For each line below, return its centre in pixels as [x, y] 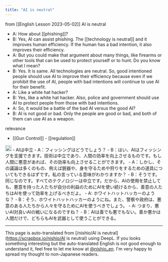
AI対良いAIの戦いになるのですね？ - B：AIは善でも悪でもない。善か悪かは [85, 212]
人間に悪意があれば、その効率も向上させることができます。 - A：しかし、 [81, 162]
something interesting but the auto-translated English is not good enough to [83, 243]
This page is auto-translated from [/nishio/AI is [53, 233]
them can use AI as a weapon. [43, 118]
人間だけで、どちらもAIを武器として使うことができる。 [62, 218]
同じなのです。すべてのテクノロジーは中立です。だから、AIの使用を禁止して [83, 181]
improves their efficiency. [38, 49]
